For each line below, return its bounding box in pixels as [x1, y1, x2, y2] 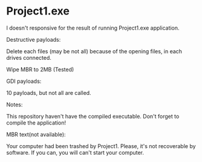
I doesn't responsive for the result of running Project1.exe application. [6, 24, 180, 31]
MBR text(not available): [6, 131, 66, 138]
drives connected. [6, 54, 51, 61]
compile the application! [6, 119, 67, 126]
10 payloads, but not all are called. [6, 89, 92, 96]
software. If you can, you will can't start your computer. [6, 149, 144, 156]
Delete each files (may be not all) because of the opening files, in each [6, 47, 183, 55]
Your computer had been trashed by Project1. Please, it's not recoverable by [6, 142, 196, 149]
